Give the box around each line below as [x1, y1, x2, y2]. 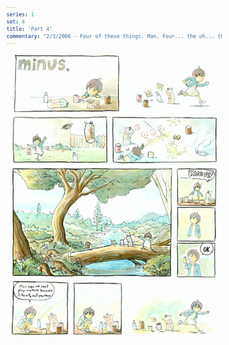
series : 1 [6, 11, 35, 18]
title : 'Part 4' [6, 25, 53, 32]
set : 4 [6, 18, 25, 25]
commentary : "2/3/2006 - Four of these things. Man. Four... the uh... [6, 33, 215, 40]
